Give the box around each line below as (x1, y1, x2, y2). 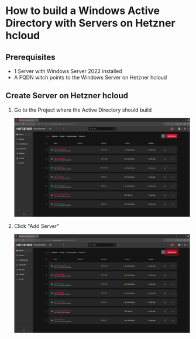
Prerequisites (5, 52, 56, 62)
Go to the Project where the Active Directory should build (13, 106, 152, 113)
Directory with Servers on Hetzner (5, 16, 176, 30)
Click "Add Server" (13, 222, 60, 229)
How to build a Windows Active (5, 4, 160, 18)
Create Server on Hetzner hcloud (5, 91, 129, 101)
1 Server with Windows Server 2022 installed (13, 68, 122, 74)
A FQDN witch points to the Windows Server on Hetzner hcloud (13, 74, 167, 81)
